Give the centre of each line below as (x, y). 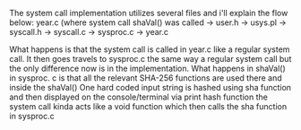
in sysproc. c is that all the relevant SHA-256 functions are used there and (146, 78)
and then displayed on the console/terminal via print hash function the (139, 97)
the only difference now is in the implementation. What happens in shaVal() (147, 68)
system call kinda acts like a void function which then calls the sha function (148, 106)
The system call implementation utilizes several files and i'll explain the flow (149, 13)
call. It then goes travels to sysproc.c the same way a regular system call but (150, 59)
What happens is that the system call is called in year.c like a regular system (150, 49)
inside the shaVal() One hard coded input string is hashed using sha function (150, 87)
